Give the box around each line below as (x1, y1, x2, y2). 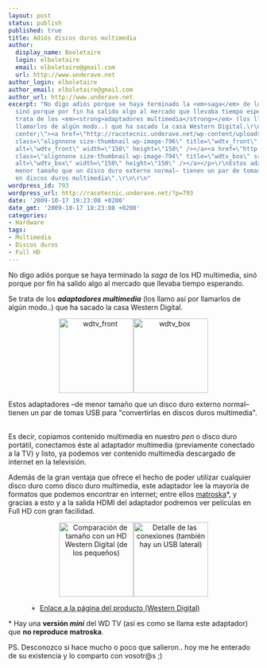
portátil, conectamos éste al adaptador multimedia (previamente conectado (8, 440, 256, 449)
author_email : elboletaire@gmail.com (8, 85, 133, 94)
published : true (8, 26, 62, 34)
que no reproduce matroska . (8, 627, 104, 636)
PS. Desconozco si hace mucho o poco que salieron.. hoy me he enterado (8, 642, 250, 652)
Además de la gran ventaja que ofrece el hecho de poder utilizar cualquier (8, 472, 252, 482)
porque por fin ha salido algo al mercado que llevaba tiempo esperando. (8, 278, 245, 288)
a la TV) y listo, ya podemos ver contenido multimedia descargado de (8, 449, 236, 458)
